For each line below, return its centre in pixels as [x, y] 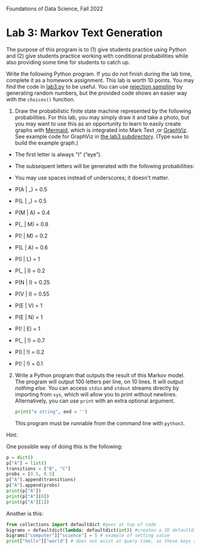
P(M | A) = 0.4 [32, 212]
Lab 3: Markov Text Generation [84, 33]
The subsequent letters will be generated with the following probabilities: [105, 166]
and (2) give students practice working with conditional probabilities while [97, 56]
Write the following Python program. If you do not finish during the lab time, [99, 74]
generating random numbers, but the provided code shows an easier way [97, 93]
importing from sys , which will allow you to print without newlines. [96, 394]
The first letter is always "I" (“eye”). [58, 154]
